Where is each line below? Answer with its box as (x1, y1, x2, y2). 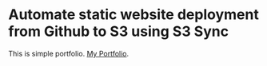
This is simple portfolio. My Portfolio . (8, 49, 130, 58)
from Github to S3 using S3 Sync (8, 22, 229, 41)
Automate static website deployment (8, 6, 260, 24)
